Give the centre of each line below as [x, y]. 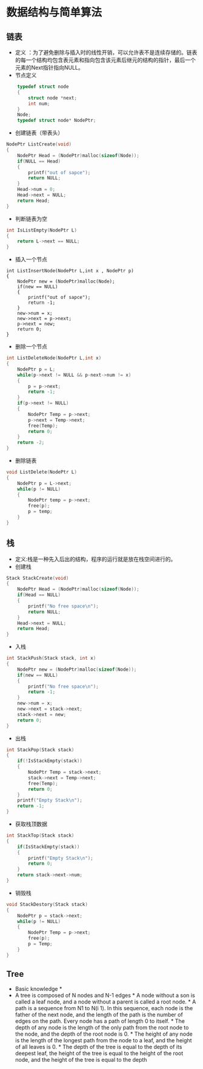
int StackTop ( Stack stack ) [40, 836]
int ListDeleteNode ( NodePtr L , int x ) [54, 358]
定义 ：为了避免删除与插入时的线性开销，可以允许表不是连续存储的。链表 [106, 52]
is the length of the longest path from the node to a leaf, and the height [103, 1040]
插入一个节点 [31, 260]
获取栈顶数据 [31, 824]
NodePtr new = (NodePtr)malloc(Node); [66, 282]
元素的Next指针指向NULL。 [49, 68]
